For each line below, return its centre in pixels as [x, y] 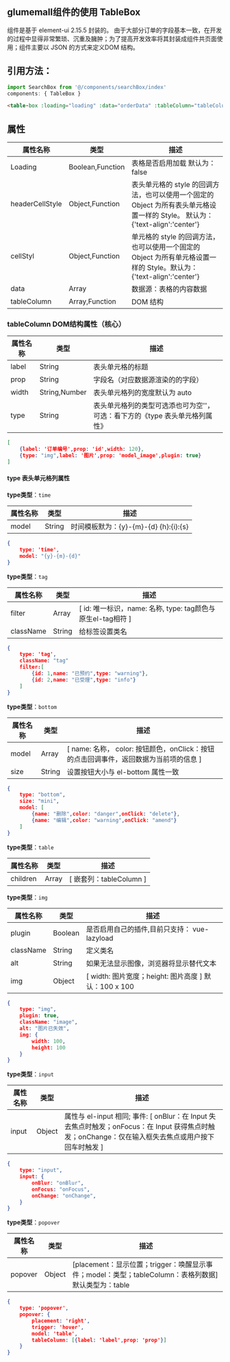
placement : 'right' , [61, 1321]
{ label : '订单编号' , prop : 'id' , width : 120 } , [82, 449]
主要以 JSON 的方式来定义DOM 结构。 [85, 47]
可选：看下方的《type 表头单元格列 [150, 416]
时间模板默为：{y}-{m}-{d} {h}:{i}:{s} [130, 527]
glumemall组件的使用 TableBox [74, 12]
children [24, 878]
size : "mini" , [39, 801]
